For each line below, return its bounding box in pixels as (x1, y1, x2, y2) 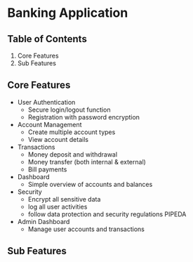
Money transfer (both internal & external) (27, 157, 146, 166)
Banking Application (7, 5, 128, 21)
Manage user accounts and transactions (27, 225, 145, 233)
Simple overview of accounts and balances (27, 180, 153, 188)
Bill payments (27, 165, 67, 173)
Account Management (17, 120, 82, 129)
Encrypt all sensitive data (27, 195, 101, 203)
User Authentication (17, 98, 76, 106)
